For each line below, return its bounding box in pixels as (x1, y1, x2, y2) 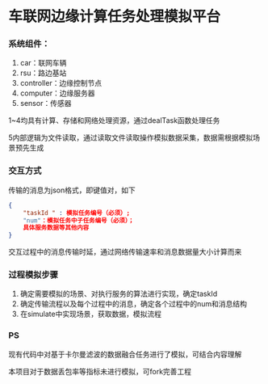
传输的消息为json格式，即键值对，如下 (8, 185, 136, 195)
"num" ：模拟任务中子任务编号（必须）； (23, 216, 135, 225)
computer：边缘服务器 (19, 88, 95, 98)
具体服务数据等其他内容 (23, 224, 90, 232)
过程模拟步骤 (8, 269, 59, 281)
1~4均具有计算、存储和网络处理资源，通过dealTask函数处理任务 (8, 116, 220, 125)
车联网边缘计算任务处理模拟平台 (8, 7, 221, 26)
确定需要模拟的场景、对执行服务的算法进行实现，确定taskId (19, 289, 218, 299)
